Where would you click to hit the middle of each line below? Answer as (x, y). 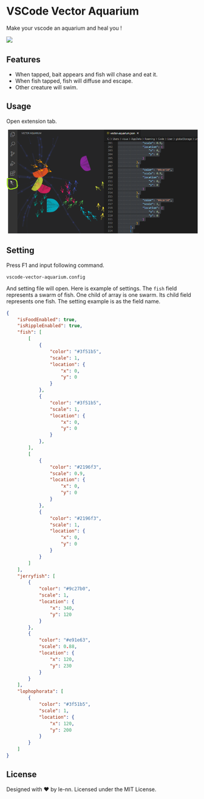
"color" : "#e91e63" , (65, 640)
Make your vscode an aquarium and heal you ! (64, 28)
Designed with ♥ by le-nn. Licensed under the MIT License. (81, 789)
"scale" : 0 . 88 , (58, 647)
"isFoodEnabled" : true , (47, 320)
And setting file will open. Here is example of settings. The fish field (92, 288)
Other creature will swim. (46, 87)
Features (23, 60)
